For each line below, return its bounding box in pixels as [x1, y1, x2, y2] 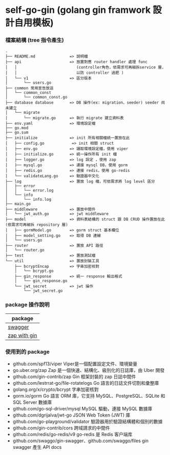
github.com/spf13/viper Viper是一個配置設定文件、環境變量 [12, 361, 138, 367]
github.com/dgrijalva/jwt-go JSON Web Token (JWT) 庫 [12, 412, 131, 418]
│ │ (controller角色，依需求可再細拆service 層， [5, 65, 166, 70]
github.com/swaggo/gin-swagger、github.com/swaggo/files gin [12, 438, 148, 444]
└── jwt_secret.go [24, 288, 63, 293]
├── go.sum [5, 130, 29, 135]
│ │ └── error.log [5, 188, 54, 193]
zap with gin [8, 331, 37, 339]
